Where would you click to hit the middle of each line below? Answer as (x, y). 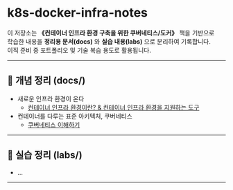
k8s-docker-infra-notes (77, 13)
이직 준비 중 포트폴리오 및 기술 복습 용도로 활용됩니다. (79, 50)
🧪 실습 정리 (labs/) (45, 155)
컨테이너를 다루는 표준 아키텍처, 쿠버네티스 (75, 116)
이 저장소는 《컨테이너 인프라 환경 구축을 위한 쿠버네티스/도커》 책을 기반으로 (111, 33)
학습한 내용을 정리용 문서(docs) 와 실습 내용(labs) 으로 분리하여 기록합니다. (109, 41)
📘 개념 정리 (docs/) (46, 81)
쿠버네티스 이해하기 (54, 124)
